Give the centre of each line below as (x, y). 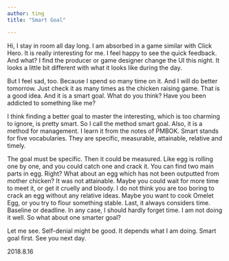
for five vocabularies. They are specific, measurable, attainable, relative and (115, 138)
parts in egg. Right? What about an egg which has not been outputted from (113, 174)
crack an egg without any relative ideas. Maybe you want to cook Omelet (110, 195)
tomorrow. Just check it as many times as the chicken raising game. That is (113, 88)
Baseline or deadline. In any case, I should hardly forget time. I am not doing (115, 210)
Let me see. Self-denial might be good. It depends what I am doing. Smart (112, 231)
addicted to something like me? (52, 103)
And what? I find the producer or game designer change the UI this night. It (113, 60)
